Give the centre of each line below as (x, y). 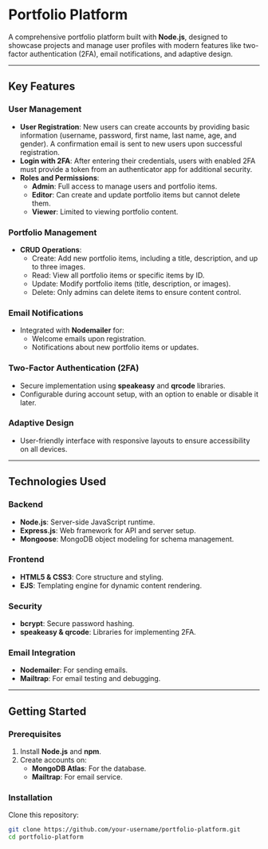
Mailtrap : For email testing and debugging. (90, 679)
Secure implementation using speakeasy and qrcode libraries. (122, 385)
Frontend (26, 560)
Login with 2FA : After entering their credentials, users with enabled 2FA (138, 161)
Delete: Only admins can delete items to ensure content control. (136, 292)
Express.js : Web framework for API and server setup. (108, 530)
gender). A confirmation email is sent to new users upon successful (131, 143)
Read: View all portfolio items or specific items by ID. (118, 275)
